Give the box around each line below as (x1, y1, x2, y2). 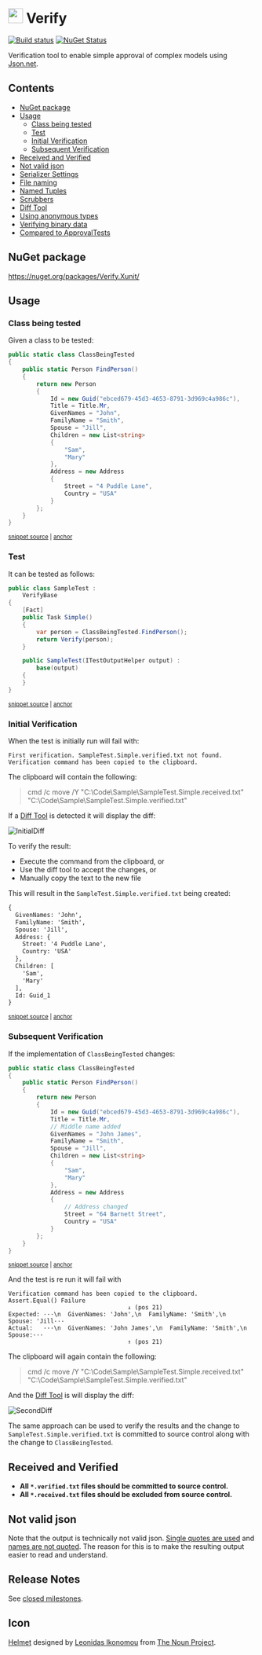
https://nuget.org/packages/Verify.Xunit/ (8, 271, 140, 281)
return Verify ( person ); (36, 635, 114, 644)
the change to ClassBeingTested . (8, 1438, 114, 1448)
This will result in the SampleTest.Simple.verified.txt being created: (8, 889, 231, 898)
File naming (19, 178, 57, 187)
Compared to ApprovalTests (19, 228, 111, 237)
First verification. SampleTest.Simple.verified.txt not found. (8, 751, 223, 760)
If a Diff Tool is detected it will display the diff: (8, 811, 156, 820)
